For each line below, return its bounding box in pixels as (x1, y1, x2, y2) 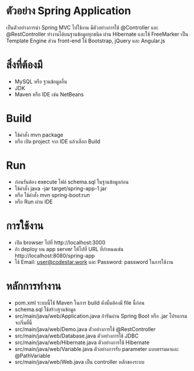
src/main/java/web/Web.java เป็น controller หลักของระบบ (14, 358, 145, 365)
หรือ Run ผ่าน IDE (14, 198, 53, 205)
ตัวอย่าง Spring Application (6, 4, 131, 18)
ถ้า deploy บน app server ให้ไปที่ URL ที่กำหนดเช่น (14, 245, 123, 252)
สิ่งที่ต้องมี (6, 58, 43, 72)
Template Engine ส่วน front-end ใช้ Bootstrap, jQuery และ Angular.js (6, 37, 166, 44)
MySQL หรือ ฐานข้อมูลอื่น (14, 78, 68, 85)
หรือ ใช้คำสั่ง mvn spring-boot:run (14, 191, 90, 198)
